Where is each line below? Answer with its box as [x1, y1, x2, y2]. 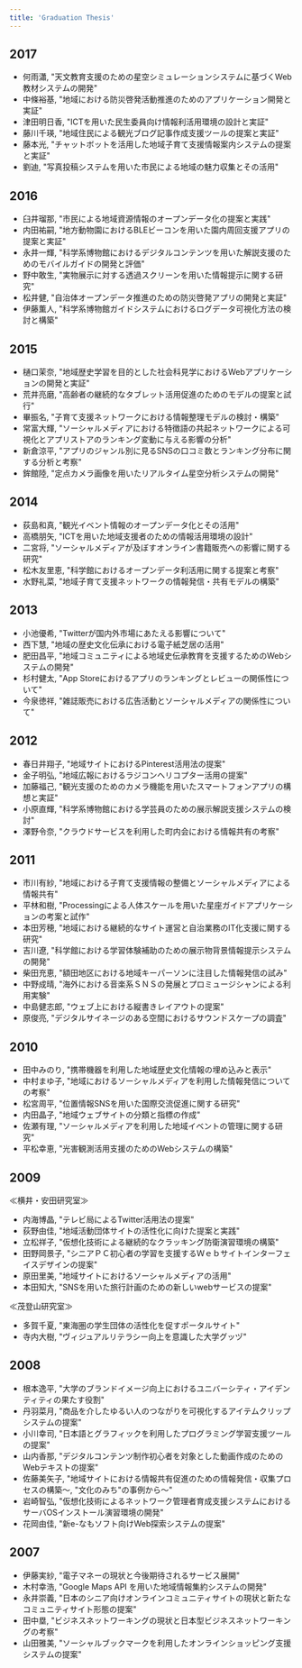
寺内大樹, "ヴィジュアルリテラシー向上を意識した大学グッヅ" [22, 1331, 248, 1342]
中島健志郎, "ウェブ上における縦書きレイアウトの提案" [22, 1001, 224, 1012]
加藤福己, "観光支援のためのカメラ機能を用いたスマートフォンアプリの [22, 780, 284, 791]
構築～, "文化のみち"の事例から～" [46, 1484, 173, 1495]
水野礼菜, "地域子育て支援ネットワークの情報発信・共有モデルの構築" [22, 576, 279, 587]
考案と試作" [46, 911, 90, 922]
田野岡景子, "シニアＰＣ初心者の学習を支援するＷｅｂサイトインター [22, 1247, 276, 1258]
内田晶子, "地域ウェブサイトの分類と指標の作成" [22, 1109, 201, 1120]
